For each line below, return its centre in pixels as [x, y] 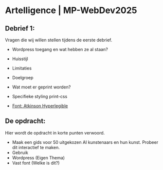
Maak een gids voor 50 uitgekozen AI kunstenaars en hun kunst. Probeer [85, 142]
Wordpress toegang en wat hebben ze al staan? [60, 49]
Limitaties [22, 68]
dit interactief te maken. [36, 147]
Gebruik [20, 153]
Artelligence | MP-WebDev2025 [71, 10]
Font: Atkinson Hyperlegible [40, 106]
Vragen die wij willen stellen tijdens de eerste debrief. [59, 40]
